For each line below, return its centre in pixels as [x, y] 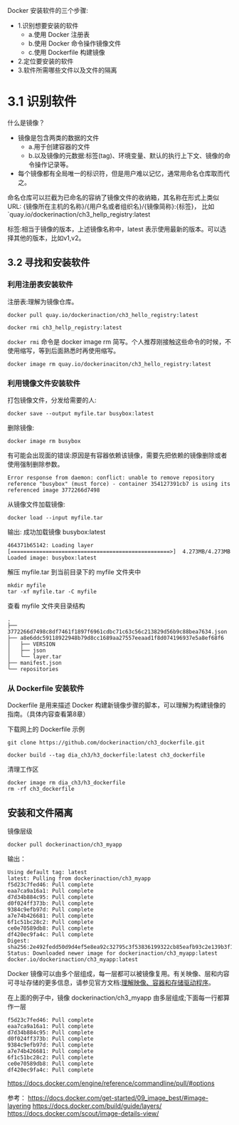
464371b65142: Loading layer [51, 545]
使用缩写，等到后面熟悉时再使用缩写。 [63, 351]
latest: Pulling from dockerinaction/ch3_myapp [79, 878]
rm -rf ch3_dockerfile [41, 789]
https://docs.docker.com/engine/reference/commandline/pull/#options [111, 1083]
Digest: [19, 941]
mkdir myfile [27, 585]
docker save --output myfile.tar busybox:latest [81, 413]
